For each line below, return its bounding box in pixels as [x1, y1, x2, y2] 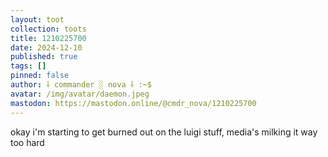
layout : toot [10, 14, 65, 25]
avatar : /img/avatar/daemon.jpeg [10, 89, 150, 99]
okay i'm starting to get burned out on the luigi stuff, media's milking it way [10, 126, 318, 138]
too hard [10, 136, 45, 148]
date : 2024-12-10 [10, 42, 83, 53]
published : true [10, 52, 78, 62]
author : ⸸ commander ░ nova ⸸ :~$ [10, 80, 152, 90]
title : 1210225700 [10, 33, 87, 43]
